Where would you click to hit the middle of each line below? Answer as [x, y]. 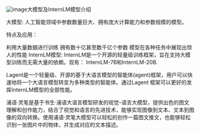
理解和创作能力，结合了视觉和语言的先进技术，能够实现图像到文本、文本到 [98, 110]
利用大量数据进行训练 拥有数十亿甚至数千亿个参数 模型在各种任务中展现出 [96, 47]
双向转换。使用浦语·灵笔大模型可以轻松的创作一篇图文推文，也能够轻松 [104, 117]
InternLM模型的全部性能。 [43, 90]
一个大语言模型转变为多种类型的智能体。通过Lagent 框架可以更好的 [104, 82]
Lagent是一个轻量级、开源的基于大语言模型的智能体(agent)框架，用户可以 [97, 75]
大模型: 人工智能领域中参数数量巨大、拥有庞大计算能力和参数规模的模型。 [96, 22]
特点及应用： [22, 35]
